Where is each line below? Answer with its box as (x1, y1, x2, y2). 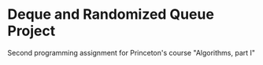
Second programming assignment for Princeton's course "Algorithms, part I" (7, 48, 256, 57)
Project (7, 22, 56, 40)
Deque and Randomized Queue (7, 5, 214, 23)
